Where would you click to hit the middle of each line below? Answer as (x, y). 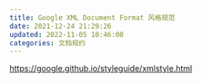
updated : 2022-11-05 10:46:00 (67, 34)
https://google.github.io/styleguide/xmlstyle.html (101, 69)
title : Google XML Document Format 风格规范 (92, 18)
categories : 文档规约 (48, 43)
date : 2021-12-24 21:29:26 (61, 26)
